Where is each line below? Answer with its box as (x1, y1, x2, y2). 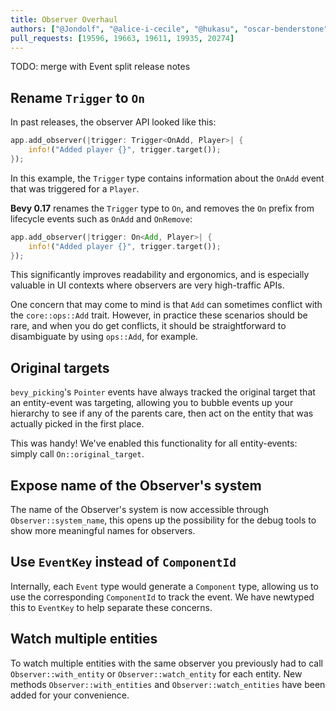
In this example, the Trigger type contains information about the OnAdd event (10, 172, 325, 184)
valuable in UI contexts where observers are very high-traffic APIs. (10, 279, 285, 291)
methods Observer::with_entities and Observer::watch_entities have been (10, 678, 326, 690)
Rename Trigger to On (10, 89, 145, 106)
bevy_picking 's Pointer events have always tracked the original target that (10, 386, 316, 398)
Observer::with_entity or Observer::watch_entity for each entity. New (10, 667, 303, 680)
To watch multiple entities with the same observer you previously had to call (10, 657, 323, 669)
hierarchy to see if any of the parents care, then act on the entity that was (10, 407, 314, 420)
